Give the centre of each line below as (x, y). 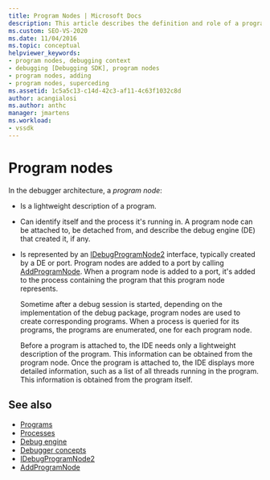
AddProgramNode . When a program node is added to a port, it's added (137, 271)
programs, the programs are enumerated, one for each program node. (136, 329)
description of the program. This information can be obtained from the (136, 354)
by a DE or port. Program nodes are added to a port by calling (122, 263)
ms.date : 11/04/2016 (43, 38)
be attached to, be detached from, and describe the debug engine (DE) (137, 230)
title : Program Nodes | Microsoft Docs (75, 16)
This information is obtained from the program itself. (106, 379)
